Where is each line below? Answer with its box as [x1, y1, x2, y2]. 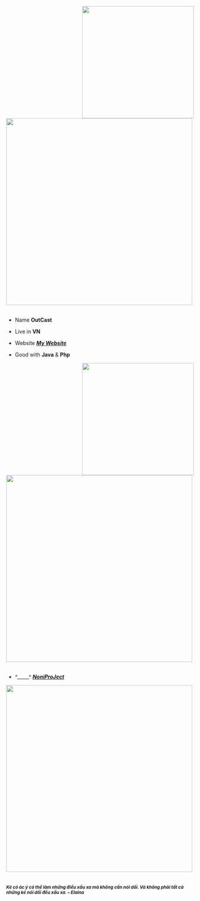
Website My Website [14, 340, 67, 346]
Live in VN [14, 328, 40, 335]
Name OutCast [14, 316, 52, 323]
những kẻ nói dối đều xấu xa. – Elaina [6, 890, 85, 896]
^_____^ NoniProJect [14, 673, 64, 680]
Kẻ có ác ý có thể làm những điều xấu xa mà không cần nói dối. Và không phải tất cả [6, 884, 184, 890]
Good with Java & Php [14, 351, 70, 358]
